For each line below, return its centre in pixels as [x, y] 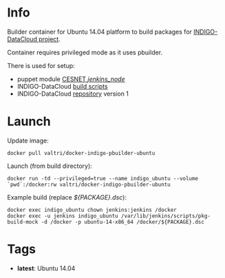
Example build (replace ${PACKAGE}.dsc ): [67, 197]
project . [50, 39]
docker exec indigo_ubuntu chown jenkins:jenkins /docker [92, 210]
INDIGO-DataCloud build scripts [62, 86]
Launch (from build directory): [50, 166]
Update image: [28, 140]
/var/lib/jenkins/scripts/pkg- [166, 216]
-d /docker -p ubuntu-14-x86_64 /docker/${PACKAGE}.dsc [123, 222]
